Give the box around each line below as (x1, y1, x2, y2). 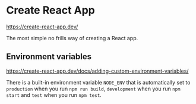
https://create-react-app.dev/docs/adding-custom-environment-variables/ (6, 67, 189, 74)
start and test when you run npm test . (6, 91, 102, 98)
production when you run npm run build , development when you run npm (6, 85, 181, 92)
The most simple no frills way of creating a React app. (6, 34, 138, 41)
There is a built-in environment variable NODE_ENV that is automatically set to (6, 79, 191, 86)
